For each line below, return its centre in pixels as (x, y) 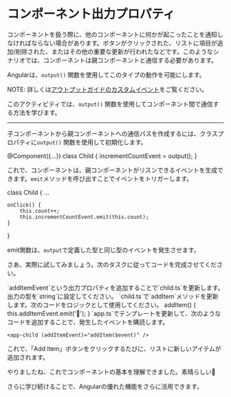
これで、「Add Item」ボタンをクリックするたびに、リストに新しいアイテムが (114, 348)
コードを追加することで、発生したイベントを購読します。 (88, 322)
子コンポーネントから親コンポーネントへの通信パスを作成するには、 (103, 133)
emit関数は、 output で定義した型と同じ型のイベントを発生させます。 (103, 250)
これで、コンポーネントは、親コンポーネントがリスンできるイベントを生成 (112, 170)
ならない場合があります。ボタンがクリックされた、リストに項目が (124, 43)
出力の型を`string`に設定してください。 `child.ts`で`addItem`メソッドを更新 (113, 296)
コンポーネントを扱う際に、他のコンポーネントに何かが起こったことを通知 (112, 34)
